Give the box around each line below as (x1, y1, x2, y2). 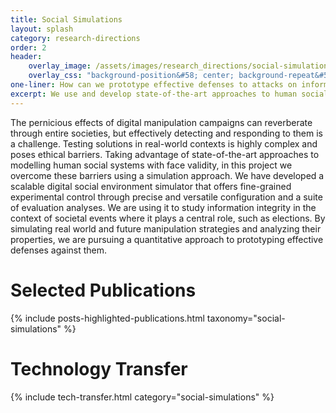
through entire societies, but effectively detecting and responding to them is (10, 127, 323, 139)
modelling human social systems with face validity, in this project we (10, 159, 293, 171)
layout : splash (10, 24, 74, 34)
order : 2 (10, 42, 47, 53)
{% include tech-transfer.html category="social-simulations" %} (10, 391, 275, 403)
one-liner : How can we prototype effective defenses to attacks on (10, 80, 298, 90)
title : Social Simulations (10, 14, 123, 25)
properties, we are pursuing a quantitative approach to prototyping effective (10, 233, 324, 245)
